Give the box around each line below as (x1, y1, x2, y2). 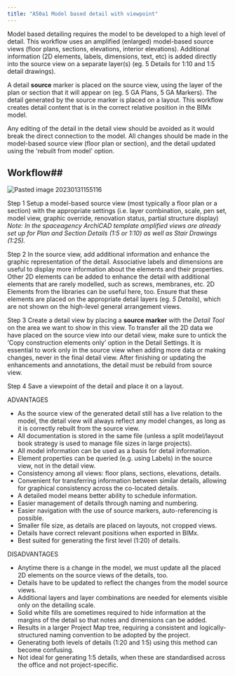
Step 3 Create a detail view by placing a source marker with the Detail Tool (7, 316, 224, 324)
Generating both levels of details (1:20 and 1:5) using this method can (17, 638, 217, 647)
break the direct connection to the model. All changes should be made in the (7, 132, 229, 140)
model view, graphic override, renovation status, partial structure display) (7, 214, 219, 222)
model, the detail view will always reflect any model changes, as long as (17, 416, 226, 426)
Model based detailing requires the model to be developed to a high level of (7, 30, 226, 38)
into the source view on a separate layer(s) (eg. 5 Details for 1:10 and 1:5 (7, 59, 215, 68)
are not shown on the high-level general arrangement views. (7, 302, 182, 311)
